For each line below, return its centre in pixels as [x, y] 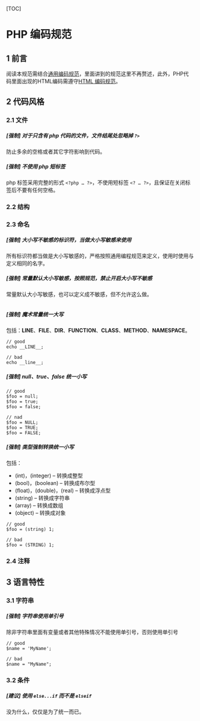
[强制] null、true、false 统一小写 [47, 376]
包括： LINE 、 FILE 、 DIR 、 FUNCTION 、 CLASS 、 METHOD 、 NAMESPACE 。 [98, 330]
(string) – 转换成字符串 [42, 498]
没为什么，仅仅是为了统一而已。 [45, 712]
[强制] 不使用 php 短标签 [36, 166]
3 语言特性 [25, 582]
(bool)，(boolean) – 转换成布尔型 [55, 483]
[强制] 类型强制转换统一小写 [40, 447]
